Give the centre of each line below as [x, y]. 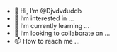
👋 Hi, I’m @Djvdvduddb [48, 11]
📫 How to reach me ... [47, 41]
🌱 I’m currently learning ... [52, 26]
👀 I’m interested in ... [44, 18]
